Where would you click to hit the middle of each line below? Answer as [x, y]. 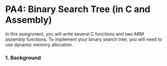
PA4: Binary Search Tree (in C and [78, 9]
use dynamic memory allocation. [39, 44]
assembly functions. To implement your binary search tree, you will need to [84, 39]
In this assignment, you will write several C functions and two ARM [75, 34]
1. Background [23, 57]
